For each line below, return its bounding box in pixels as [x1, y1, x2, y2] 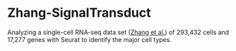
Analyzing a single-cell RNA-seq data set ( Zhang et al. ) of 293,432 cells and [7, 28, 230, 36]
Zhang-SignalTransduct [7, 5, 151, 21]
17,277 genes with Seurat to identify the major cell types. [7, 35, 172, 43]
